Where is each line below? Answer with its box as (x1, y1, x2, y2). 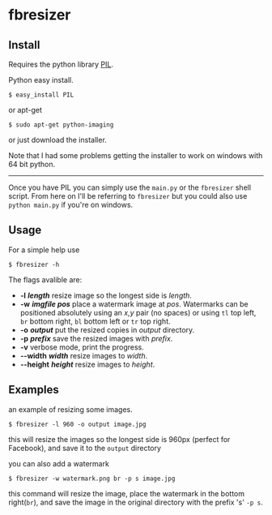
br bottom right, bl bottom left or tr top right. (19, 316, 171, 326)
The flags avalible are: (8, 274, 83, 285)
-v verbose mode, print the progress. (19, 342, 144, 352)
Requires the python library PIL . (8, 59, 113, 69)
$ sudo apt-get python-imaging (8, 121, 114, 129)
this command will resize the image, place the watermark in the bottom (8, 488, 245, 498)
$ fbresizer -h (8, 260, 60, 268)
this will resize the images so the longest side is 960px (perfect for (8, 434, 231, 444)
